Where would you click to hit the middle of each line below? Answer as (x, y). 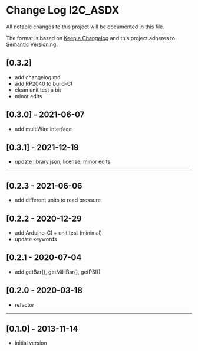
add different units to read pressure (58, 200)
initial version (31, 343)
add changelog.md (37, 77)
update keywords (36, 239)
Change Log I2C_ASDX (63, 10)
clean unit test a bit (38, 90)
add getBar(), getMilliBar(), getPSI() (57, 272)
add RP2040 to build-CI (43, 83)
